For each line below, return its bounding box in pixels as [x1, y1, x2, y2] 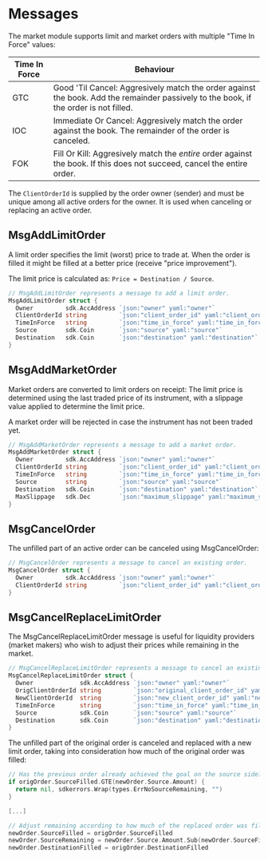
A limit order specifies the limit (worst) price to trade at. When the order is [8, 249, 250, 260]
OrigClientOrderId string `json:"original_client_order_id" [15, 687, 248, 695]
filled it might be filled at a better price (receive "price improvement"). [8, 258, 238, 268]
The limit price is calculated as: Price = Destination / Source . [8, 273, 215, 283]
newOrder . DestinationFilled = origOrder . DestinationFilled [8, 844, 209, 852]
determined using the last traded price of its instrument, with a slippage [8, 393, 243, 402]
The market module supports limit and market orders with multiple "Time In [8, 31, 255, 41]
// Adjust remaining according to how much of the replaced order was [8, 822, 248, 830]
